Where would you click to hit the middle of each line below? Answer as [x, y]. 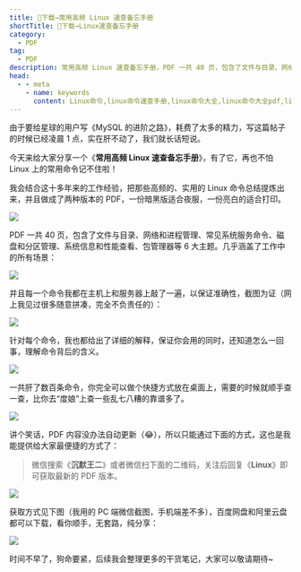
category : [28, 34]
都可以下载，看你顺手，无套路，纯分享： [84, 523]
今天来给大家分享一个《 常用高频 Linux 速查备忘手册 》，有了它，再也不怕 [141, 158]
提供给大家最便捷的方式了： [68, 446]
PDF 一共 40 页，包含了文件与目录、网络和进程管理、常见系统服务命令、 [143, 235]
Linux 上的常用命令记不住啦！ [64, 169]
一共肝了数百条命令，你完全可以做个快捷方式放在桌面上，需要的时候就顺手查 [150, 387]
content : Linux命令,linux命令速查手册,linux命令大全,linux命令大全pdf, [159, 101]
